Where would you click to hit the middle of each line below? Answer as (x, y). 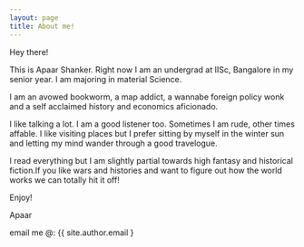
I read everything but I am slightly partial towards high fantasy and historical (151, 160)
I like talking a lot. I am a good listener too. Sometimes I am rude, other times (152, 124)
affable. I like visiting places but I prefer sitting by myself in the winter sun (147, 133)
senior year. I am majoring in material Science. (96, 79)
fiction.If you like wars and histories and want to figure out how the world (146, 170)
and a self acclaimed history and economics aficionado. (114, 106)
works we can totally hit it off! (64, 180)
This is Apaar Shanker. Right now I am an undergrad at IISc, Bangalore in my (152, 70)
